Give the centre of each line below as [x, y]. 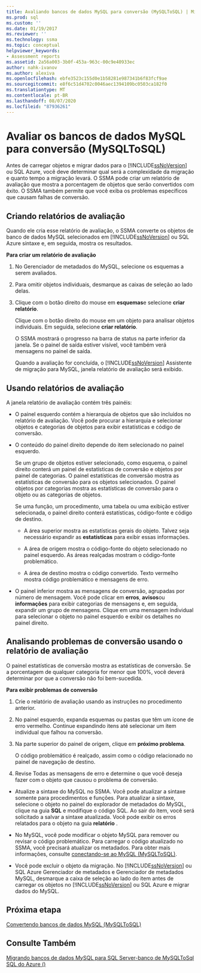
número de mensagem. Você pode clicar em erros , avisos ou [90, 598]
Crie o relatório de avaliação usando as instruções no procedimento [98, 701]
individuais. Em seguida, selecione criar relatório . [76, 327]
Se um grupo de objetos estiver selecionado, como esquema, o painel [101, 463]
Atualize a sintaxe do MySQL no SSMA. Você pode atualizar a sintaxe [100, 791]
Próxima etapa [34, 910]
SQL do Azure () [26, 964]
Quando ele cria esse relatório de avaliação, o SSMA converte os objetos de [100, 231]
